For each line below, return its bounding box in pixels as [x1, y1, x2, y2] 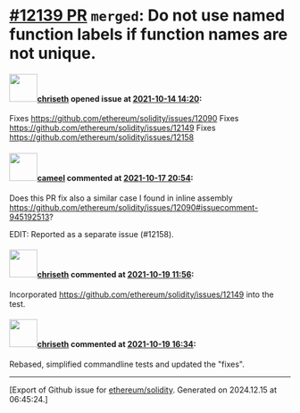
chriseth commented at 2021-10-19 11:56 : [37, 269, 195, 280]
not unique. [9, 44, 96, 63]
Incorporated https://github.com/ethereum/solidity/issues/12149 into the [9, 289, 274, 300]
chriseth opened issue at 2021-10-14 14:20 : [37, 93, 203, 103]
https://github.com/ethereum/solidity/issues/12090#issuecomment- [9, 202, 259, 212]
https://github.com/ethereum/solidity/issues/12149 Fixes [9, 122, 216, 134]
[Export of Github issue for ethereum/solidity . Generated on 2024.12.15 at [9, 384, 278, 395]
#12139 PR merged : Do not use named [9, 5, 286, 26]
